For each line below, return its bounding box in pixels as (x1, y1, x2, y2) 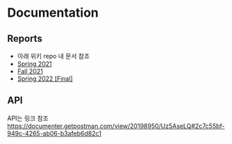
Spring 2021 (17, 60, 52, 67)
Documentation (7, 5, 99, 21)
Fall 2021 (17, 67, 43, 75)
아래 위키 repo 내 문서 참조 (17, 52, 90, 60)
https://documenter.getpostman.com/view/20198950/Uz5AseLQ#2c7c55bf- (7, 122, 225, 130)
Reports (7, 33, 43, 45)
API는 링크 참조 (7, 113, 49, 122)
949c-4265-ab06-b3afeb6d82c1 (7, 129, 102, 137)
